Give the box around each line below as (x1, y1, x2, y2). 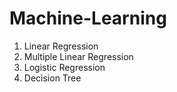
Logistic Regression (23, 61, 106, 73)
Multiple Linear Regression (23, 50, 134, 62)
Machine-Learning (9, 7, 167, 30)
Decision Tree (23, 72, 82, 84)
